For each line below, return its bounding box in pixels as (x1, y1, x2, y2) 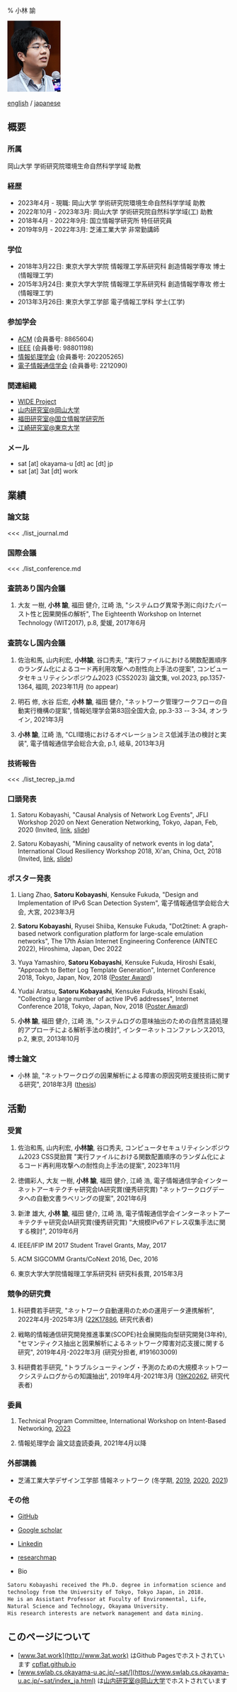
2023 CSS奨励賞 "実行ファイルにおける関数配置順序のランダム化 (23, 1152, 214, 1161)
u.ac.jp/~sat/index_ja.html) (17, 1676, 96, 1685)
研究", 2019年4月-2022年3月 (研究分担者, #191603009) (17, 1347, 178, 1356)
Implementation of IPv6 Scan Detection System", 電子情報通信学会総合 (17, 898, 224, 907)
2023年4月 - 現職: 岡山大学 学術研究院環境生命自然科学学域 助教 (17, 198, 206, 207)
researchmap (17, 1553, 57, 1561)
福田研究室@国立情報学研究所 (17, 414, 105, 423)
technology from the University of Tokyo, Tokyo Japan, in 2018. (7, 1588, 204, 1596)
